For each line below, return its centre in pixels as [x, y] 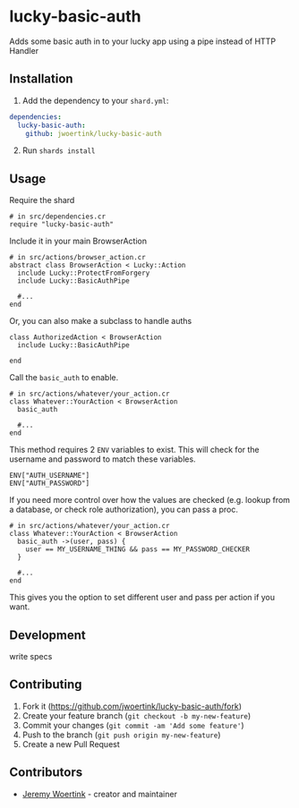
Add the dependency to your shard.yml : [95, 100]
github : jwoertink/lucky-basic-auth [94, 133]
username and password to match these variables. [103, 459]
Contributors [46, 773]
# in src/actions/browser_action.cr [77, 258]
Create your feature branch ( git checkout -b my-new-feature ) [137, 715]
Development [48, 635]
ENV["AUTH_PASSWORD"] [50, 484]
